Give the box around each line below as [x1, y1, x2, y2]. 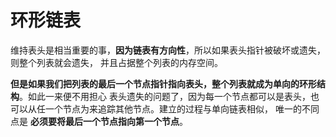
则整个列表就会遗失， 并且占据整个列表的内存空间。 [10, 56, 223, 68]
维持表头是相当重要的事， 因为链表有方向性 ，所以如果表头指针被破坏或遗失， [10, 44, 326, 56]
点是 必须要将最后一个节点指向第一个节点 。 [10, 115, 188, 127]
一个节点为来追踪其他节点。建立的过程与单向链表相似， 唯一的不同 [44, 102, 320, 115]
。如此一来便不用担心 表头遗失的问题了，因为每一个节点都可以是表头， [19, 90, 311, 102]
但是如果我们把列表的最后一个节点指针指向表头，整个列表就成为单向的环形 [10, 77, 317, 90]
